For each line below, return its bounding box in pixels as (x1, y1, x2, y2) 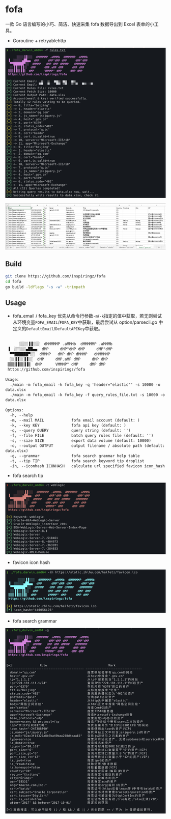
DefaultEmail (26, 326, 54, 331)
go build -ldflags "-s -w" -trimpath (5, 284, 85, 290)
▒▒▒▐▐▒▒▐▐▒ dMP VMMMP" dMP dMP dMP (7, 361, 106, 367)
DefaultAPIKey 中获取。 (55, 325, 103, 331)
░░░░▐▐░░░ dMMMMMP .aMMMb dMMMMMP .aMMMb (18, 341, 113, 347)
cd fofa (5, 279, 22, 284)
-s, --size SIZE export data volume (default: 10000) (10, 438, 152, 443)
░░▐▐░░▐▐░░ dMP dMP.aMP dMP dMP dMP (10, 356, 108, 362)
